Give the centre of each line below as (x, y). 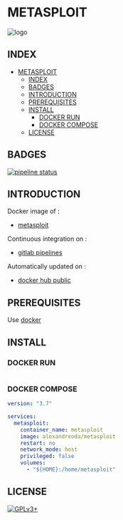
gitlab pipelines (40, 253)
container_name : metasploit (61, 430)
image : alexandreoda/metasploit (68, 436)
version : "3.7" (30, 404)
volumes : (33, 463)
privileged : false (47, 457)
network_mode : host (49, 449)
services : (22, 417)
